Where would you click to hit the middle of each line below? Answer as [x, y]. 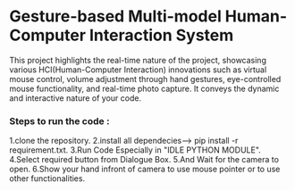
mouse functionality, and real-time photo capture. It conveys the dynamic [144, 88]
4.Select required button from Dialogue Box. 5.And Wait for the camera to [144, 160]
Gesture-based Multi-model [115, 17]
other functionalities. [47, 179]
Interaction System [161, 35]
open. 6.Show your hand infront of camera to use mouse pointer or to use [145, 169]
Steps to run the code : [59, 120]
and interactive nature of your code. [75, 98]
